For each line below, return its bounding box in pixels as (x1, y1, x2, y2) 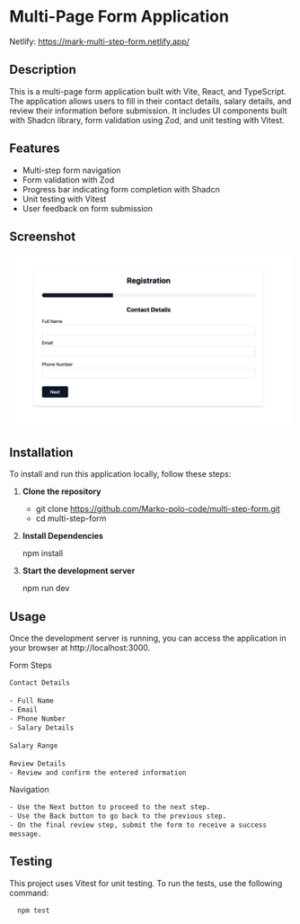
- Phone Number (9, 714, 66, 723)
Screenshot (9, 229, 76, 244)
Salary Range (9, 741, 58, 750)
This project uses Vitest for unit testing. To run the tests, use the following (9, 877, 283, 888)
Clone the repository (22, 486, 101, 497)
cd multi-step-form (35, 513, 107, 524)
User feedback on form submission (22, 202, 154, 213)
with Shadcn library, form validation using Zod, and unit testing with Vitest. (9, 114, 285, 125)
